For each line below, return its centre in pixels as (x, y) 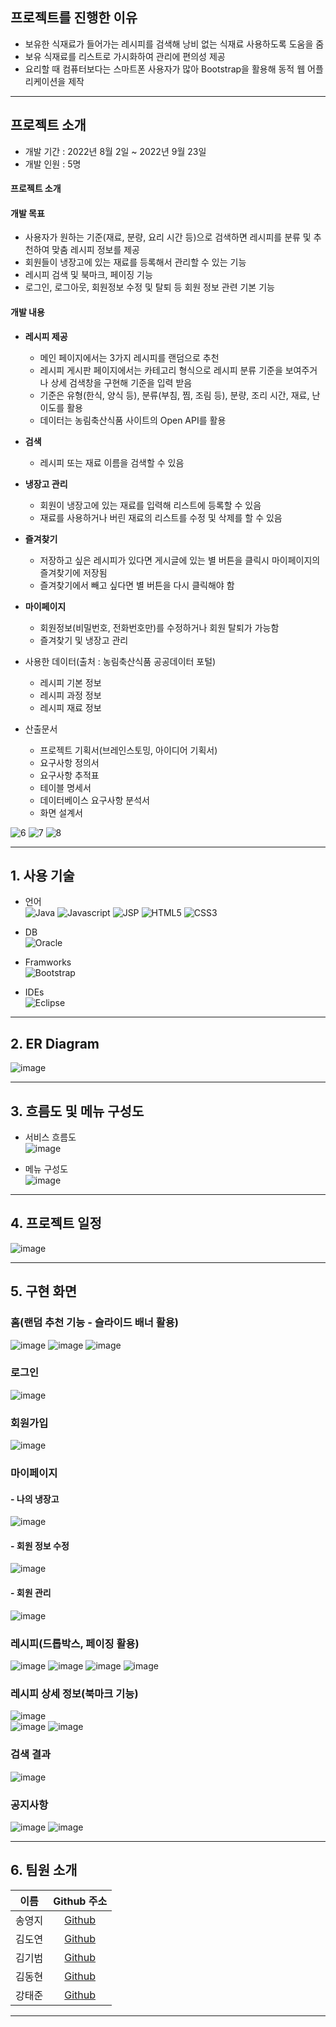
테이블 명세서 (65, 787)
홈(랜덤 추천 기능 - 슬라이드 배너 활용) (94, 1323)
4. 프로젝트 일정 (56, 1223)
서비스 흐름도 (50, 1137)
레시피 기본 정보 (70, 682)
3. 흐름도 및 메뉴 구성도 (77, 1111)
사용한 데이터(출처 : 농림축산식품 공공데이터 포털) (120, 661)
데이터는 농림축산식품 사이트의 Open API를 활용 (133, 420)
